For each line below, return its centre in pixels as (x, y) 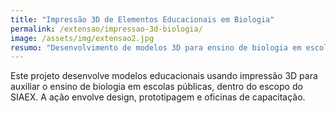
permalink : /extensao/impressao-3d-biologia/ (106, 29)
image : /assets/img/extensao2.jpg (82, 38)
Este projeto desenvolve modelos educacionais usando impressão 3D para (164, 76)
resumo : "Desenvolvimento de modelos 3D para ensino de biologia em (156, 47)
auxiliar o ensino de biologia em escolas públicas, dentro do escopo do (156, 87)
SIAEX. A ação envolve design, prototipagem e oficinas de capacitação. (158, 97)
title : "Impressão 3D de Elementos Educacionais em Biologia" (142, 19)
